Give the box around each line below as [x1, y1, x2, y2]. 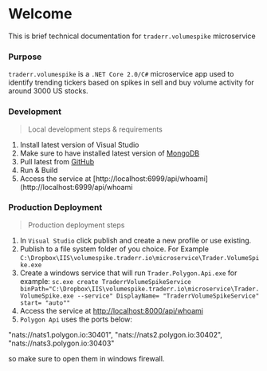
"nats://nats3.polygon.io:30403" [8, 338, 115, 348]
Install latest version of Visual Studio [19, 140, 139, 149]
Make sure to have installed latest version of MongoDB [19, 148, 200, 158]
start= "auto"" [19, 298, 71, 307]
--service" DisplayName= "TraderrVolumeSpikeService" [77, 292, 260, 300]
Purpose [8, 51, 42, 62]
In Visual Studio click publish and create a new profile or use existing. [19, 235, 252, 245]
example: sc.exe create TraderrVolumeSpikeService [19, 276, 191, 286]
